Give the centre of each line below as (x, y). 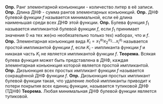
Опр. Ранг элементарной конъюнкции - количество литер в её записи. (80, 7)
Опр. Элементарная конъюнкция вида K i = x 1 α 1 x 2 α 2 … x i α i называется (77, 41)
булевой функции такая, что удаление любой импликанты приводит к (78, 81)
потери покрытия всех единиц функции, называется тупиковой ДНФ (77, 86)
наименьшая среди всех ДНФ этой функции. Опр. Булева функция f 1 (77, 23)
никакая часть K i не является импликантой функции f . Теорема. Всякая (80, 54)
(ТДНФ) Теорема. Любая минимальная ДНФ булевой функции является (81, 91)
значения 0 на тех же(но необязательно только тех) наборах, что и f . (77, 35)
